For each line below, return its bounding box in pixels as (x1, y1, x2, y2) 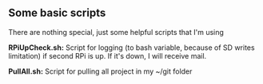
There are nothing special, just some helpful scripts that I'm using (8, 27, 224, 36)
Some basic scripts (8, 6, 106, 20)
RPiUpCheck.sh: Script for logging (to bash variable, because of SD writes (8, 43, 255, 52)
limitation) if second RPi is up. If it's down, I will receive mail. (8, 51, 207, 60)
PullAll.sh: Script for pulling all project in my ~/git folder (8, 67, 193, 76)
